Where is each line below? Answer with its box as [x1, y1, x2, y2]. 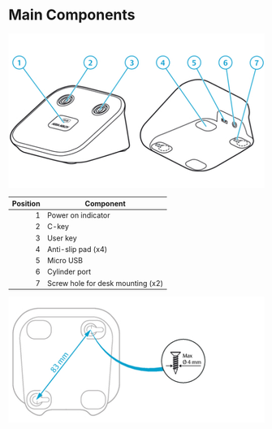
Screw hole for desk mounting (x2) [47, 278, 164, 288]
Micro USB [47, 256, 84, 266]
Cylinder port [47, 266, 92, 277]
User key [47, 233, 77, 243]
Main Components [8, 6, 136, 24]
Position [11, 198, 41, 208]
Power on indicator [47, 210, 110, 220]
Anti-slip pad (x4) [47, 244, 108, 253]
